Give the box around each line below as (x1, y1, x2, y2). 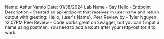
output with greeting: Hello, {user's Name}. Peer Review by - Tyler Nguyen (5, 14, 157, 20)
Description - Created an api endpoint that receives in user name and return (5, 9, 159, 15)
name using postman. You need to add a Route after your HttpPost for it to (5, 25, 156, 30)
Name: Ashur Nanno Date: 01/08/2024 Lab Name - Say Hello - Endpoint (5, 4, 151, 10)
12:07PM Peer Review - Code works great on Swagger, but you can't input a (5, 19, 160, 25)
